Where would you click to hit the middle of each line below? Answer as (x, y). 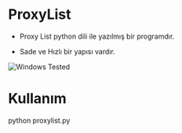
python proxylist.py (39, 120)
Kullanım (37, 99)
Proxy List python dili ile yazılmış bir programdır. (97, 36)
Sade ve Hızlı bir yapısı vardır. (67, 51)
